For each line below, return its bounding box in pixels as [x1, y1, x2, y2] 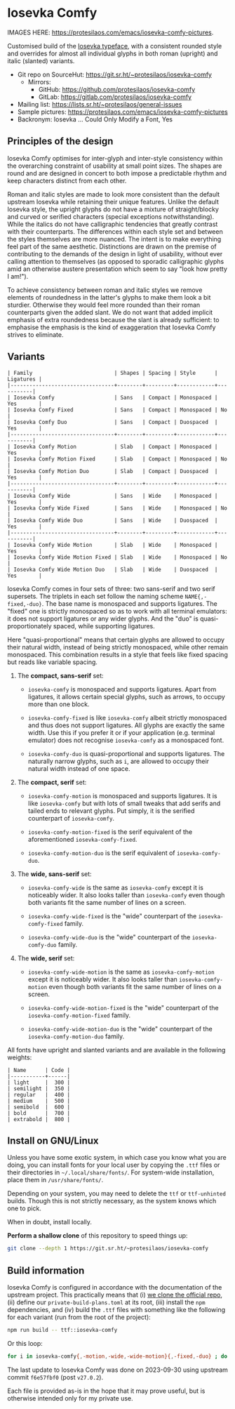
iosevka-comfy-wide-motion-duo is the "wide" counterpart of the [27, 1024, 213, 1033]
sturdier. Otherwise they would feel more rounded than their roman [7, 300, 201, 309]
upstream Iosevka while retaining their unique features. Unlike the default [7, 197, 220, 206]
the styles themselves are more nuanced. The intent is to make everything [7, 234, 222, 243]
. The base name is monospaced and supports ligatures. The [41, 599, 217, 608]
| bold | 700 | [7, 1109, 71, 1117]
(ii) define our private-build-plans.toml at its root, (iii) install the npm [7, 1298, 206, 1307]
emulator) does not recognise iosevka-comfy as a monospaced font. [27, 736, 224, 744]
